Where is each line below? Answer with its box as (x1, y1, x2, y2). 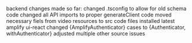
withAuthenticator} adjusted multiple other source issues (6, 30, 146, 37)
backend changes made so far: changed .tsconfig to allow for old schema (6, 5, 187, 12)
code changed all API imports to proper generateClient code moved (6, 11, 172, 18)
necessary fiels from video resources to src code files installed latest (6, 18, 175, 24)
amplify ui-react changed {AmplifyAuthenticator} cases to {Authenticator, (6, 24, 186, 31)
